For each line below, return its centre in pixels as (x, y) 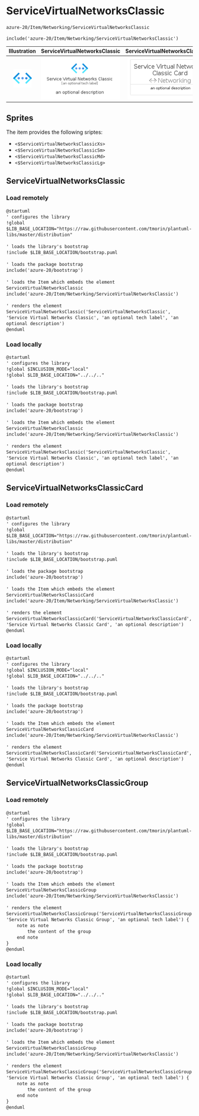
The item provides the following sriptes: (54, 132)
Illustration (23, 51)
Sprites (20, 118)
